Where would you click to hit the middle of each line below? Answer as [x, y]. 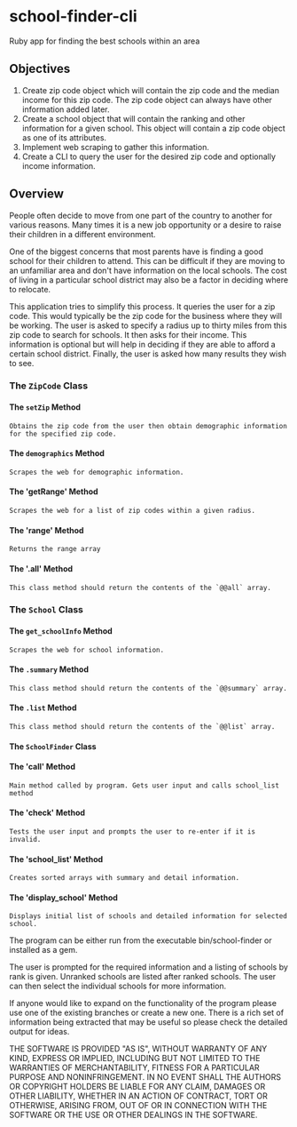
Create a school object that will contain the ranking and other [133, 118]
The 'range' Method [47, 530]
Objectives [40, 69]
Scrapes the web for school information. [87, 650]
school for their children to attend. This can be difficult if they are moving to [147, 260]
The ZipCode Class [49, 386]
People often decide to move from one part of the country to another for [141, 215]
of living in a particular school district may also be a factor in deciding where [149, 280]
